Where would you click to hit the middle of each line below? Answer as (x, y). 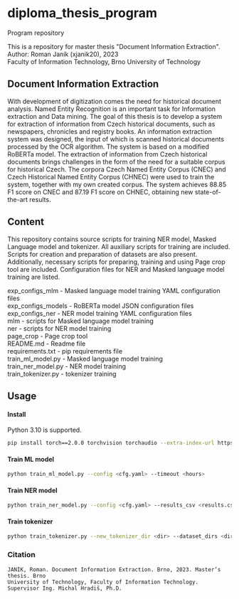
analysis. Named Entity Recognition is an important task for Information (111, 109)
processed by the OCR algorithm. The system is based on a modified (108, 147)
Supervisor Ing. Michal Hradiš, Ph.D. (65, 588)
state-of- (208, 192)
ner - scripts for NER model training (59, 328)
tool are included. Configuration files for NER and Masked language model (116, 269)
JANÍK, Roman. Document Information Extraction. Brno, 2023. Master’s (114, 569)
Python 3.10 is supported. (44, 430)
